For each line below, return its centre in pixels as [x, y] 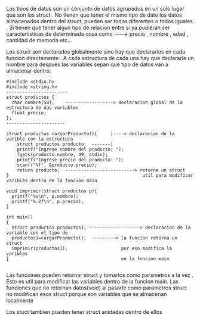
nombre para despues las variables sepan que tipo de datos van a [87, 64]
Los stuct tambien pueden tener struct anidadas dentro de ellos [84, 312]
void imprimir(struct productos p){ [52, 191]
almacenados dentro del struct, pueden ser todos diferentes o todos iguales [99, 21]
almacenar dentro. [29, 71]
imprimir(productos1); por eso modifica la [92, 248]
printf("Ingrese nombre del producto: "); [70, 149]
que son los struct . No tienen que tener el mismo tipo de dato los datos [94, 15]
